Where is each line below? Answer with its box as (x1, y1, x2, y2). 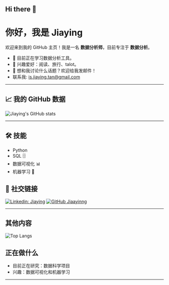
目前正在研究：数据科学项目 (12, 263, 70, 269)
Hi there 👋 (5, 5, 37, 14)
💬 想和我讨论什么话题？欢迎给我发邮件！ (12, 67, 97, 74)
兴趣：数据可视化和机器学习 (12, 269, 70, 275)
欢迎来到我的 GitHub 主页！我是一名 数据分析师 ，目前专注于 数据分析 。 (5, 44, 152, 50)
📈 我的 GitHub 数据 (5, 95, 66, 103)
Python (12, 147, 28, 153)
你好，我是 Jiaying (5, 27, 83, 38)
